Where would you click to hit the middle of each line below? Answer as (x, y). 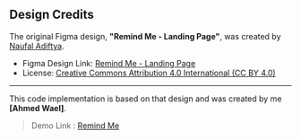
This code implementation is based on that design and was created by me (146, 99)
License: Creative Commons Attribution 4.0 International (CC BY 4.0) (149, 73)
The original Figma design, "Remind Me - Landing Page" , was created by (145, 36)
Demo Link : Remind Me (75, 126)
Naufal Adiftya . (37, 46)
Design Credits (52, 15)
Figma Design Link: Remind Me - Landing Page (109, 63)
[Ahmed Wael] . (38, 108)
